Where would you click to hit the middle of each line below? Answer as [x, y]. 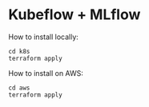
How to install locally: [43, 37]
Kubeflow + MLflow [74, 15]
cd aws [19, 88]
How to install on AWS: [46, 73]
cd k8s [19, 51]
